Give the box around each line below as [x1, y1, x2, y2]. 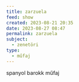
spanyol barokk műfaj [6, 69, 60, 76]
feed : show [6, 14, 34, 20]
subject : [6, 36, 28, 42]
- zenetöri [11, 42, 39, 48]
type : [6, 48, 20, 53]
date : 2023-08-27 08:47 [6, 25, 66, 31]
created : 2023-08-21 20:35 [6, 20, 74, 26]
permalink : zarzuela [6, 31, 58, 37]
